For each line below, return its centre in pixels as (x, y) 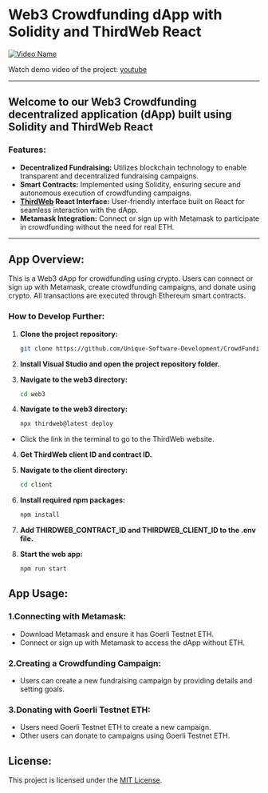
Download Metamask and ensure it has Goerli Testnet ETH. (116, 634)
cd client (36, 485)
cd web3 (32, 394)
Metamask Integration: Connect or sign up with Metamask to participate (140, 218)
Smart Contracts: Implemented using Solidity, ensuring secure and (130, 184)
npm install (39, 515)
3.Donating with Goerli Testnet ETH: (80, 710)
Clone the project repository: (69, 334)
